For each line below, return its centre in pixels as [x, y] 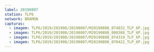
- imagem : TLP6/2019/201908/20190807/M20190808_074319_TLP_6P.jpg [79, 38]
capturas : [15, 24]
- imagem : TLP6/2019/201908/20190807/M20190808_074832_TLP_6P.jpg [79, 28]
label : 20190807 [21, 10]
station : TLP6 [19, 14]
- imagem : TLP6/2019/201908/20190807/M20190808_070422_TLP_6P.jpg [79, 42]
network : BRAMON [21, 19]
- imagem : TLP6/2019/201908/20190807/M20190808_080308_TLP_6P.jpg [79, 33]
